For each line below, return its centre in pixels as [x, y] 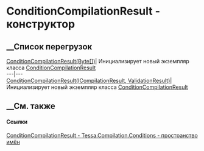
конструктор [40, 24]
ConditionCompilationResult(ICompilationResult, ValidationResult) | [89, 81]
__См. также [31, 106]
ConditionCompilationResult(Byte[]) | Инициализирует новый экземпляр [98, 61]
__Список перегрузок [49, 47]
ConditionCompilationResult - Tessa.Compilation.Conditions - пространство [102, 135]
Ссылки [17, 121]
